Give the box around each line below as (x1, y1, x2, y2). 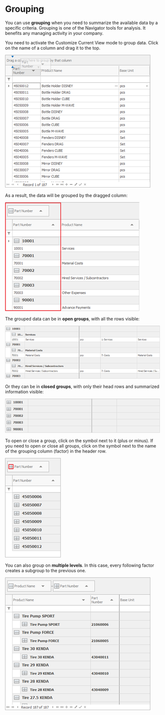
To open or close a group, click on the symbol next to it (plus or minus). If (5, 437, 154, 444)
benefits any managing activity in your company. (5, 30, 104, 36)
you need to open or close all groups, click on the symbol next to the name (5, 443, 156, 449)
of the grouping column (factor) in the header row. (5, 448, 107, 454)
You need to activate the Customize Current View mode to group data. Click (5, 39, 159, 45)
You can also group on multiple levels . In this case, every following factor (5, 562, 154, 568)
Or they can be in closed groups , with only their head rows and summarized (5, 383, 160, 390)
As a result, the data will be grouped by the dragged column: (5, 192, 128, 198)
